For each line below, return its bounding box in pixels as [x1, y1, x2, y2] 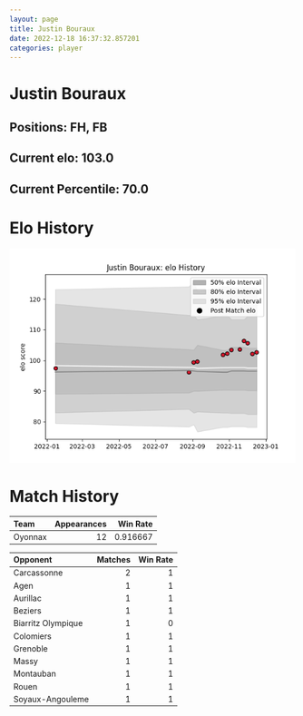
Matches [96, 554, 132, 565]
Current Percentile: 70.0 [9, 181, 150, 197]
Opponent [13, 554, 53, 565]
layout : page [9, 15, 59, 24]
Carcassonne [13, 567, 64, 578]
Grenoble [13, 642, 48, 653]
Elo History [9, 218, 94, 238]
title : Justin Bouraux [9, 24, 95, 34]
